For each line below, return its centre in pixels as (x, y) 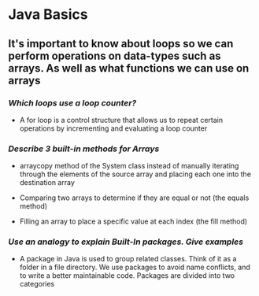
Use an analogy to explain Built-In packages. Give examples (126, 242)
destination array (47, 183)
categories (37, 284)
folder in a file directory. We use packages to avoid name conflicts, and (135, 267)
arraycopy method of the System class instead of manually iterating (129, 166)
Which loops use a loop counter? (72, 102)
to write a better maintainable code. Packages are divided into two (127, 276)
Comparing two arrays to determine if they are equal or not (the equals (134, 198)
